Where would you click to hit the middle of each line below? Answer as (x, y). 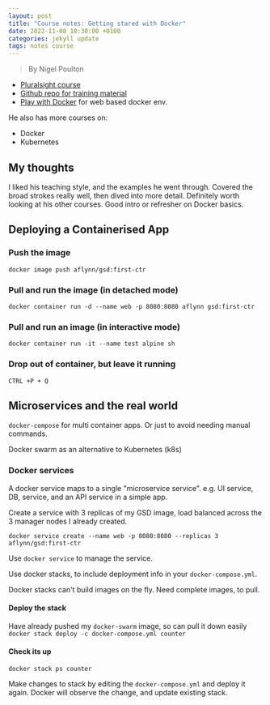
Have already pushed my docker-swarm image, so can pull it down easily (128, 626)
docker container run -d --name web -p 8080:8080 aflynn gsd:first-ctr (131, 306)
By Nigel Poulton (56, 69)
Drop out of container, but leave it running (92, 364)
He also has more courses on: (58, 117)
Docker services (41, 471)
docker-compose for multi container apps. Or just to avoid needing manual (129, 425)
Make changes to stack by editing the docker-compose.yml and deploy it (127, 684)
